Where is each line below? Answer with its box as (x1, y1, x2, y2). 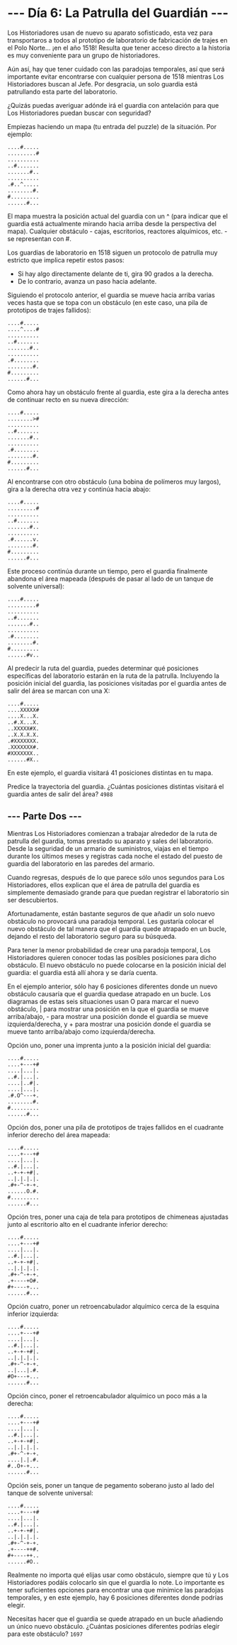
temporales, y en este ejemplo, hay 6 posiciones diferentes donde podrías (7, 1593, 224, 1602)
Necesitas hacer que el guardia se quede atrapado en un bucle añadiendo (7, 1615, 224, 1623)
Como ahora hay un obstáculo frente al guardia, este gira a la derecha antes (7, 388, 229, 396)
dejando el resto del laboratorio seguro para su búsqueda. (7, 932, 177, 940)
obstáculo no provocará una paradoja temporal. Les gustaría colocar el (7, 917, 214, 925)
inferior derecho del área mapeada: (7, 1130, 110, 1139)
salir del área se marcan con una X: (7, 686, 110, 695)
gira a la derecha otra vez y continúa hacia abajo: (7, 484, 151, 493)
